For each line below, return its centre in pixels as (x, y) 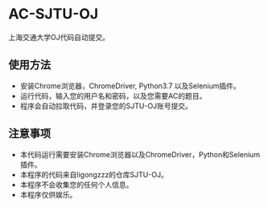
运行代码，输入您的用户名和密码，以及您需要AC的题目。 (113, 95)
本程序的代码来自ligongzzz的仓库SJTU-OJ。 (94, 174)
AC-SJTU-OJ (54, 14)
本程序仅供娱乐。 (48, 194)
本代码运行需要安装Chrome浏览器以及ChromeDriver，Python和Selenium (140, 154)
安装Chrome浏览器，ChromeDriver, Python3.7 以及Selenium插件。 (130, 86)
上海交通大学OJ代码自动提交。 (59, 37)
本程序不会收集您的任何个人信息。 (76, 185)
